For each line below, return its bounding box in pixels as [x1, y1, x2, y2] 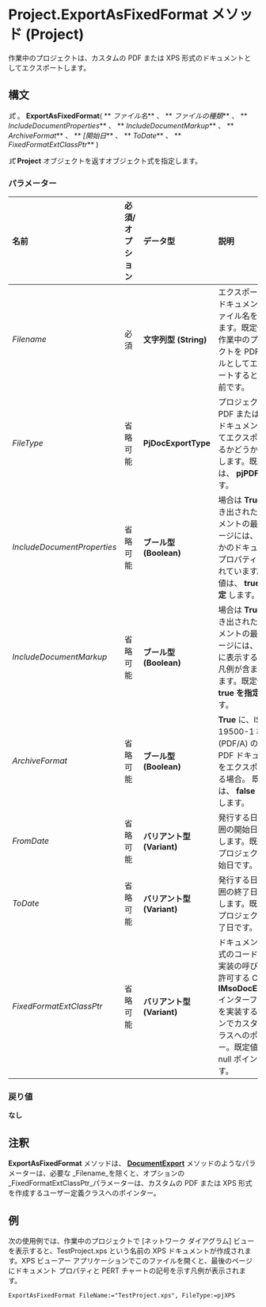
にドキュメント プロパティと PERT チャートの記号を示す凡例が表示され [8, 1266, 240, 1275]
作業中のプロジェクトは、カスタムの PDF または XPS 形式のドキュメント [8, 53, 245, 63]
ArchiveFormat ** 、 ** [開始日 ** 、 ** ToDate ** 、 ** [8, 131, 182, 140]
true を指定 [218, 688, 260, 699]
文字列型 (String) [142, 334, 207, 345]
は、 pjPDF [218, 468, 260, 479]
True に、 [218, 714, 254, 725]
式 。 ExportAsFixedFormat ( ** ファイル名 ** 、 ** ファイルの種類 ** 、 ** [8, 111, 248, 120]
